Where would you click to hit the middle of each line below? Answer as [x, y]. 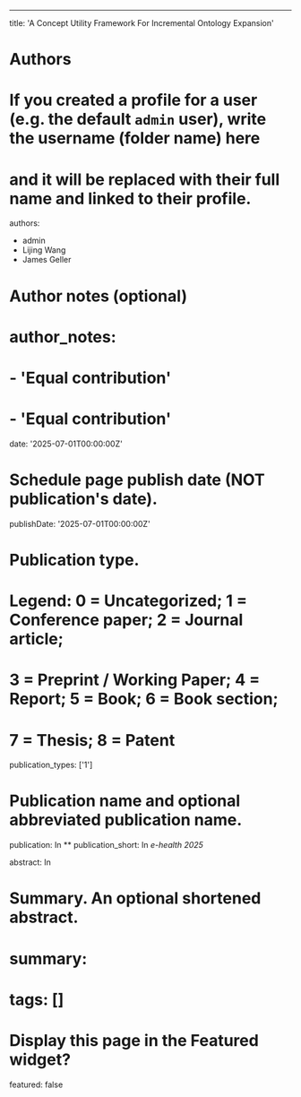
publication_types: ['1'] [51, 765]
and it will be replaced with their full [145, 179]
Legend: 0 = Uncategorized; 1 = [129, 601]
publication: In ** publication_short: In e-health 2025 [107, 845]
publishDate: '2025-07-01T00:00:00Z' [80, 523]
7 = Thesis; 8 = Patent [92, 740]
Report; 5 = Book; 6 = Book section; [144, 699]
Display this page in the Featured [134, 1040]
